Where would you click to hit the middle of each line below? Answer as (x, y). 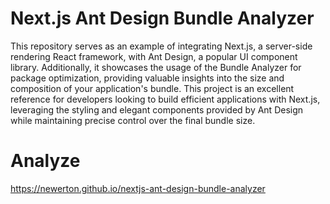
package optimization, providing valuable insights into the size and (147, 78)
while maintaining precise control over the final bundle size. (133, 120)
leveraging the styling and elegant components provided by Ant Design (157, 109)
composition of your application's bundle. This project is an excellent (152, 88)
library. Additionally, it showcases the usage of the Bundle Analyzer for (156, 67)
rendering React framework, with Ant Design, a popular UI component (154, 56)
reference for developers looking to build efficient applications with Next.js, (165, 99)
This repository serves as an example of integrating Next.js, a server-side (161, 46)
